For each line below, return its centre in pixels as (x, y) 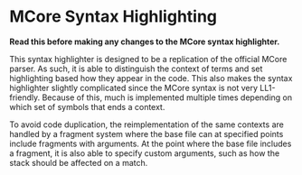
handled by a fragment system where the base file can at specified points (146, 134)
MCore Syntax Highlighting (113, 17)
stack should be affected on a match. (79, 162)
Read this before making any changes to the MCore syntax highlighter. (145, 41)
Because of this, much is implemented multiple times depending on (167, 97)
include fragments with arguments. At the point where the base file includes (151, 143)
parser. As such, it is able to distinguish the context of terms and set (136, 69)
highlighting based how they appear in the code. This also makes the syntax (151, 78)
